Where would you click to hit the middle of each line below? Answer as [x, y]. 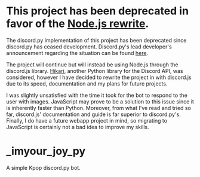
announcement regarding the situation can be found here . [77, 53]
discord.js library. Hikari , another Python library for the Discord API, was [95, 71]
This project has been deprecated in [98, 11]
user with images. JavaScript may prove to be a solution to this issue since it [100, 101]
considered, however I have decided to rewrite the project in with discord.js [99, 77]
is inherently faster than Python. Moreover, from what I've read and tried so [99, 108]
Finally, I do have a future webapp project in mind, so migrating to [87, 120]
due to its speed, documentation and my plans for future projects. [87, 83]
